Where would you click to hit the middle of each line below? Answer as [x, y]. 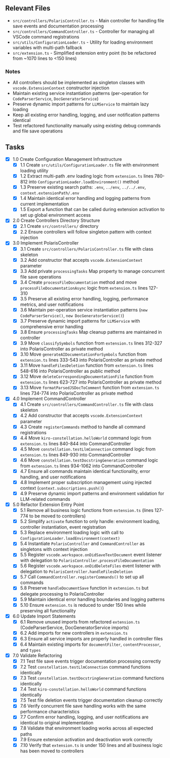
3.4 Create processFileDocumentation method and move [78, 282]
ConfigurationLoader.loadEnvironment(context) [70, 539]
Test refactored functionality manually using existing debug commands [87, 126]
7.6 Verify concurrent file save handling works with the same [83, 706]
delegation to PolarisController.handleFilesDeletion [76, 572]
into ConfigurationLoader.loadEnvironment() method [84, 182]
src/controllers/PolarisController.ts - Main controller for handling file [88, 20]
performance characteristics [50, 712]
